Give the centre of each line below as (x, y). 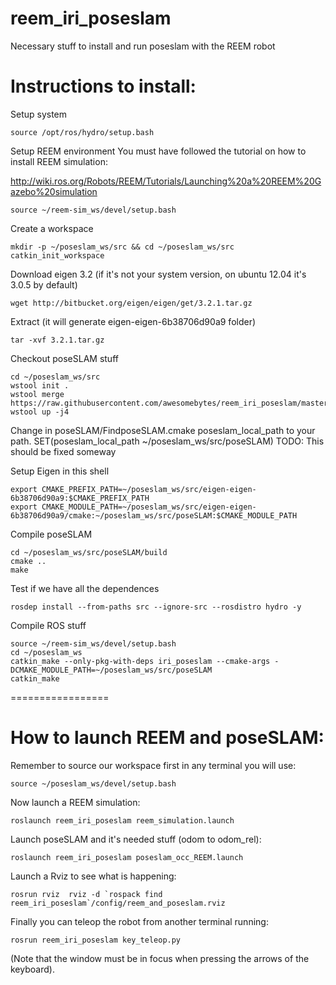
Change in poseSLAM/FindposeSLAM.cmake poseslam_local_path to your (163, 430)
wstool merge (37, 394)
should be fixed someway (63, 451)
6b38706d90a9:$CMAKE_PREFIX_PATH (80, 498)
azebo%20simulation (54, 191)
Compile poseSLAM (51, 534)
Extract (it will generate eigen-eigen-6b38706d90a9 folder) (133, 321)
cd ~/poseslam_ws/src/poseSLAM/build (89, 552)
